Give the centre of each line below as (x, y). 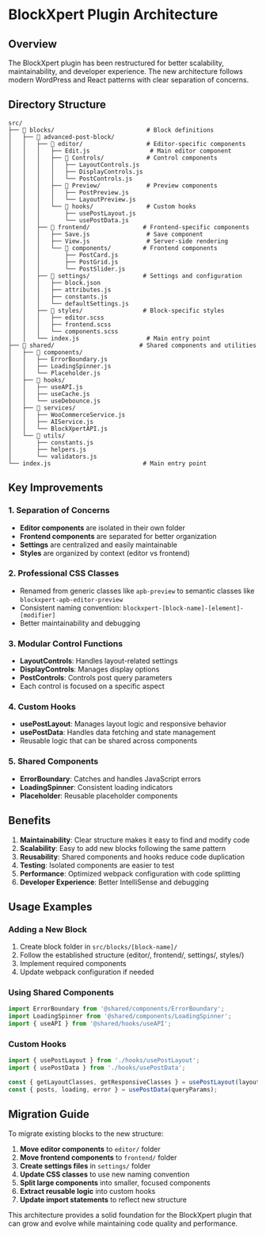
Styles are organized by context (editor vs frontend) (104, 553)
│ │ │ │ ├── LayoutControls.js (74, 164)
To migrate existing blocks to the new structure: (86, 1134)
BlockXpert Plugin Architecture (113, 15)
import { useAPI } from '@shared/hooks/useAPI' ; (90, 1024)
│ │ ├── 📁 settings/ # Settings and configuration (125, 275)
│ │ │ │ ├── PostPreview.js (68, 192)
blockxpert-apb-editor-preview (71, 600)
